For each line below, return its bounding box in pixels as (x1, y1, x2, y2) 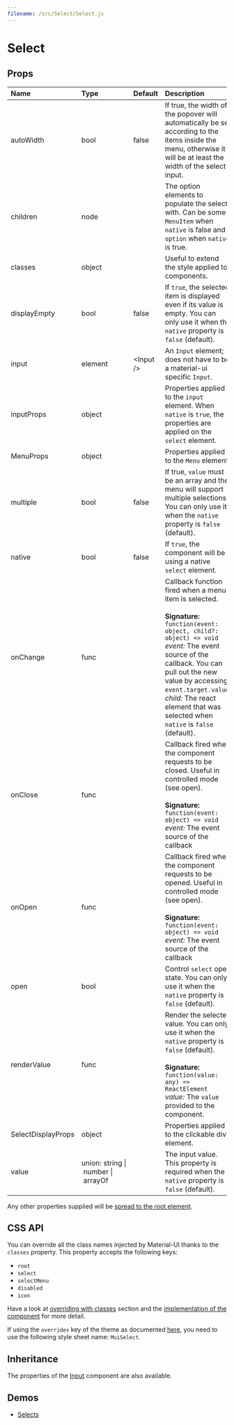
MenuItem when (164, 216, 214, 226)
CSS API (7, 1222, 44, 1234)
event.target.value (164, 685, 230, 694)
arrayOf (83, 1175, 109, 1185)
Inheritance (7, 1353, 58, 1365)
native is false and (164, 224, 226, 234)
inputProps (10, 409, 47, 419)
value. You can (164, 1018, 214, 1028)
